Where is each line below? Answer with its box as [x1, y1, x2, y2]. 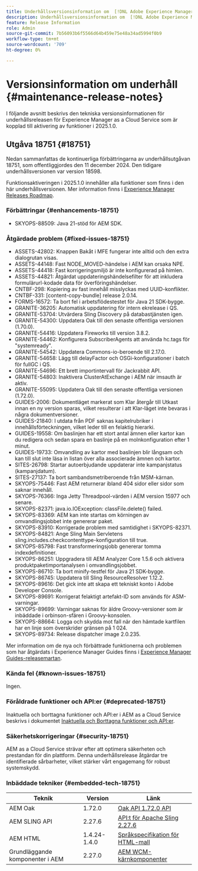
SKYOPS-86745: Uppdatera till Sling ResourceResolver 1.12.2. [14, 574, 164, 582]
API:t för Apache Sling [117, 814, 179, 822]
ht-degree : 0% [6, 47, 41, 53]
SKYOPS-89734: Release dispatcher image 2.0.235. [14, 631, 141, 638]
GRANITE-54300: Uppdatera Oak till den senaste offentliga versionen [14, 317, 184, 324]
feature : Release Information [6, 19, 81, 25]
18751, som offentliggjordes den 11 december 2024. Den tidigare [6, 161, 162, 168]
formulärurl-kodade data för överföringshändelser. [14, 279, 137, 286]
